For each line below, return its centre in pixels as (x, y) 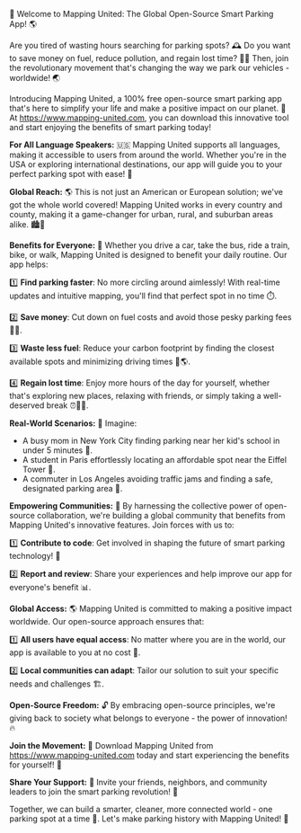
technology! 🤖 (35, 556)
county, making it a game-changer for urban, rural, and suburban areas (142, 214)
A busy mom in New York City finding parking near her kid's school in (151, 441)
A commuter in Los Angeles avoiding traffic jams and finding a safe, (147, 479)
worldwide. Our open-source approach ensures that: (107, 621)
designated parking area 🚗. (72, 488)
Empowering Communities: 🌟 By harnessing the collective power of (136, 506)
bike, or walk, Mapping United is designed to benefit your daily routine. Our (148, 255)
